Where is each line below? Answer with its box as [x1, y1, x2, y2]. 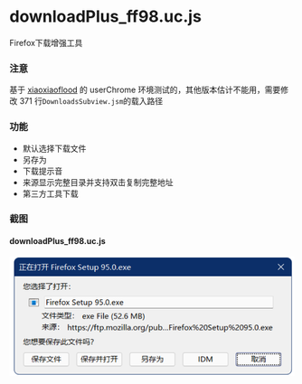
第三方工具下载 [22, 188, 79, 199]
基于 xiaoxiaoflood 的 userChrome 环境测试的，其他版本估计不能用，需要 [9, 84, 281, 96]
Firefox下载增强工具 [9, 37, 83, 48]
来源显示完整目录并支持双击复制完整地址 [22, 176, 174, 187]
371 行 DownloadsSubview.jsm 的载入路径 [19, 96, 164, 107]
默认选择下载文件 [22, 143, 87, 154]
